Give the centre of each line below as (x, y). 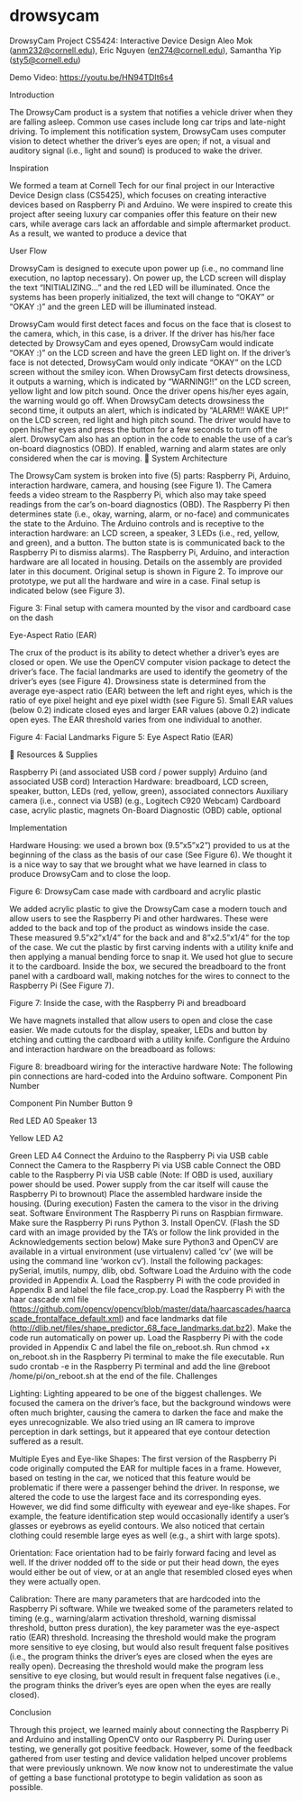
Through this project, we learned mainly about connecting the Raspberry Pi (149, 1729)
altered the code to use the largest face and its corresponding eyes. (135, 1496)
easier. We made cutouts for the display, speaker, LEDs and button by (138, 1029)
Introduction (32, 95)
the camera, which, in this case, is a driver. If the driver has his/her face (142, 334)
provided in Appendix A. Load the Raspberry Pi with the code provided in (145, 1280)
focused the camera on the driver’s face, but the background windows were (150, 1403)
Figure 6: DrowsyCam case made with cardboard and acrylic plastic (135, 891)
